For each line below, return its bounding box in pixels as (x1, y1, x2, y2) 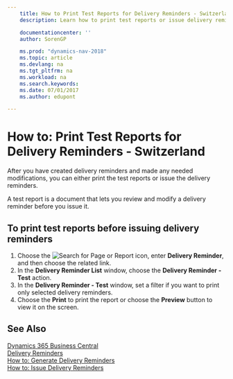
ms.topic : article (19, 55, 73, 62)
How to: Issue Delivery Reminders (7, 363, 104, 371)
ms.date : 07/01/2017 (19, 87, 79, 94)
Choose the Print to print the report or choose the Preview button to (17, 296, 213, 303)
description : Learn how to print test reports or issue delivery (19, 17, 213, 24)
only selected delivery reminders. (17, 288, 113, 297)
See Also (7, 323, 46, 335)
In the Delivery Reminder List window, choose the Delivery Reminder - (17, 266, 222, 274)
